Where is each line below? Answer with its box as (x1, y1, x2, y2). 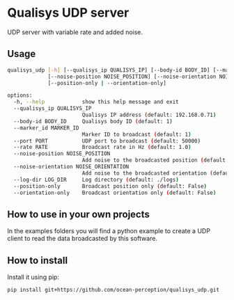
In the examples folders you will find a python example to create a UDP (7, 227, 211, 235)
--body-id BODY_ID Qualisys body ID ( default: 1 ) (13, 118, 173, 125)
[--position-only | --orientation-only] (47, 79, 167, 86)
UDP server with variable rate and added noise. (7, 28, 143, 36)
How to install (7, 254, 68, 266)
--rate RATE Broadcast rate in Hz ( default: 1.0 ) (13, 144, 192, 151)
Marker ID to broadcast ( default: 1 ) (81, 131, 192, 138)
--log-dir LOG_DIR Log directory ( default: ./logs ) (13, 176, 179, 183)
